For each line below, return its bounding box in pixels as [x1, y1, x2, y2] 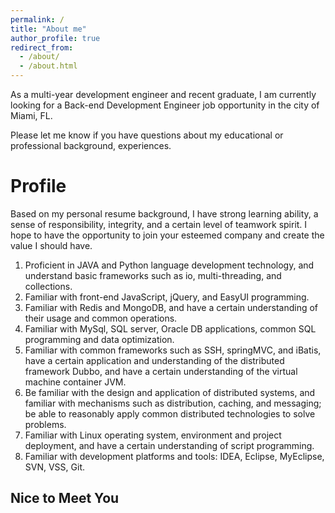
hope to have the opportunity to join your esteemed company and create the [10, 229, 325, 241]
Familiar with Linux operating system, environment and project [24, 429, 282, 441]
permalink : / [10, 14, 65, 25]
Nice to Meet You [10, 490, 120, 507]
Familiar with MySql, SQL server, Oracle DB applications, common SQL [24, 322, 317, 335]
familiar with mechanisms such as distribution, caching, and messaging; [24, 397, 322, 409]
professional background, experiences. [10, 140, 172, 151]
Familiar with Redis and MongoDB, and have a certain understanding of [24, 301, 319, 313]
